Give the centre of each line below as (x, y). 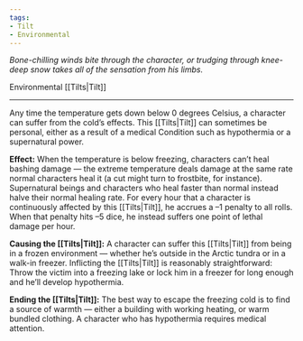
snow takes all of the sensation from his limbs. (117, 69)
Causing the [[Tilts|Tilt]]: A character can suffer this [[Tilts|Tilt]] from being (151, 244)
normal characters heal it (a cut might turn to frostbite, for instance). (136, 179)
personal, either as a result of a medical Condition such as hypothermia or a (150, 133)
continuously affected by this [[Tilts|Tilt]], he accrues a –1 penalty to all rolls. (151, 207)
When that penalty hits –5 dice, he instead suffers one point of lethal (136, 217)
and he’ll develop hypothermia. (67, 282)
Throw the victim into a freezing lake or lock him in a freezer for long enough (151, 272)
